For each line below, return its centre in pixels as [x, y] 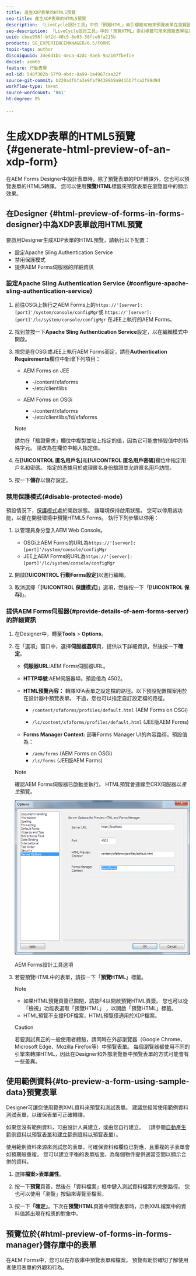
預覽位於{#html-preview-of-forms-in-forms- [89, 1234]
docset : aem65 [23, 61]
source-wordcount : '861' [36, 93]
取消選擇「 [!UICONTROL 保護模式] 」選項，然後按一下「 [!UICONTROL [99, 587]
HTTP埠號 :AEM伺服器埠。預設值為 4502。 [74, 679]
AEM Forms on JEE [46, 370]
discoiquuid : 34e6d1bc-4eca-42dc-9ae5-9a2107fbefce [70, 56]
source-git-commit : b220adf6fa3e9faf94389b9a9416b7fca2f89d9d [83, 80]
